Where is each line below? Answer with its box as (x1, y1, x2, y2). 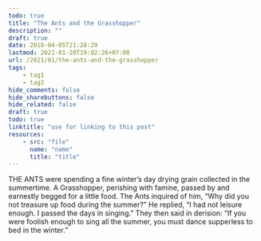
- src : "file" (22, 137, 69, 146)
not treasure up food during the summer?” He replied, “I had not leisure (8, 200, 243, 210)
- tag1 (22, 71, 45, 79)
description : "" (8, 26, 62, 34)
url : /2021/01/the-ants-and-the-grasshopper (8, 57, 159, 65)
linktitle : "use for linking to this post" (8, 123, 156, 131)
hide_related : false (8, 101, 77, 109)
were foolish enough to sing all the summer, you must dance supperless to (8, 217, 253, 227)
